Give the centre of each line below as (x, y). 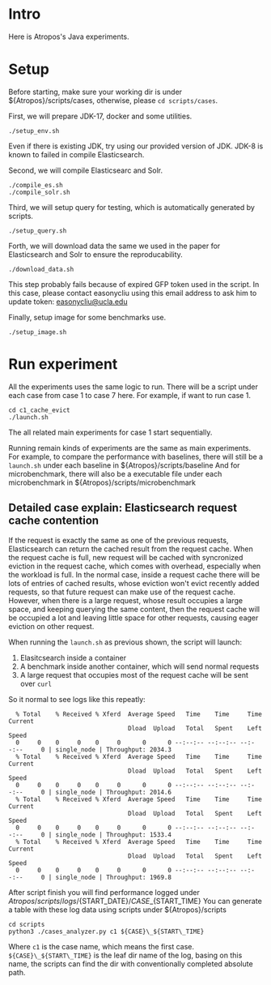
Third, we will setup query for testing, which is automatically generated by (131, 207)
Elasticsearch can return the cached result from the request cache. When (131, 549)
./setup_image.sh (38, 332)
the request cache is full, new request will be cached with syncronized (126, 557)
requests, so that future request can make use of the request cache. (122, 592)
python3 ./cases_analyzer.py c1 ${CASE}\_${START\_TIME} (106, 931)
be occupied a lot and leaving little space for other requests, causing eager (133, 618)
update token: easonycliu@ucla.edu (68, 302)
